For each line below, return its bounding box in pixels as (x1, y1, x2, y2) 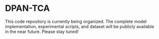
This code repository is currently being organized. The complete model (5, 19, 147, 24)
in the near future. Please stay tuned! (5, 29, 79, 34)
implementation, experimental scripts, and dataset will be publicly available (5, 23, 155, 29)
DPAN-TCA (5, 3, 50, 14)
